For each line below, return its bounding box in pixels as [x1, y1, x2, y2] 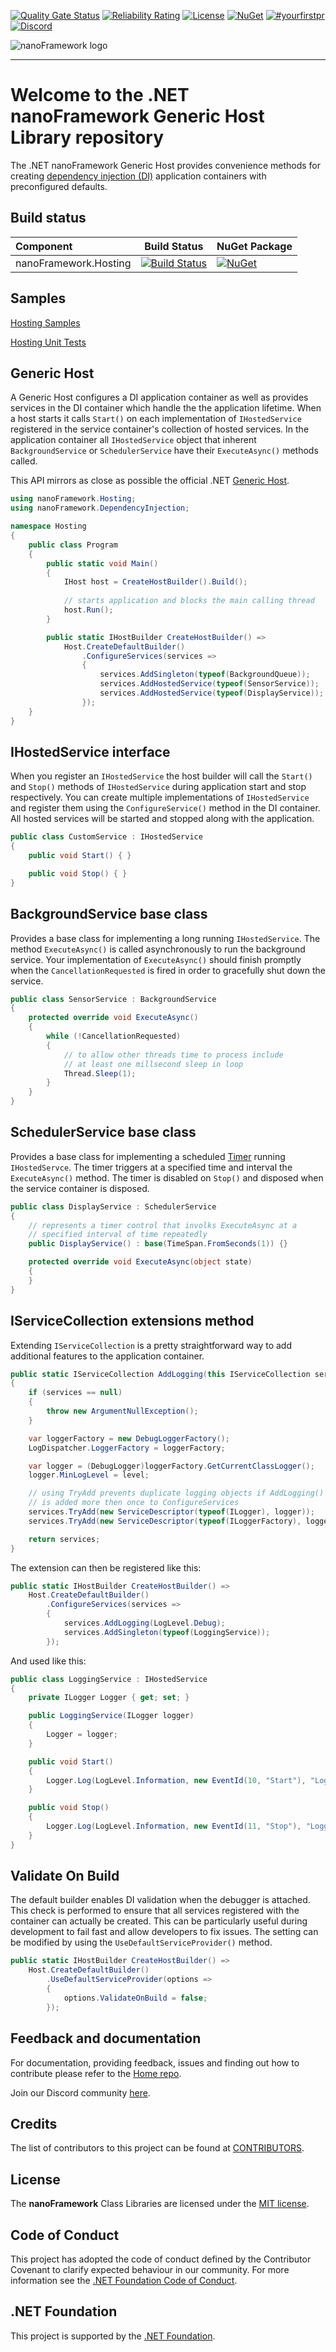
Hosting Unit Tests [10, 336, 87, 348]
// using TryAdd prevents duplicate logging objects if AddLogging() [28, 1488, 325, 1499]
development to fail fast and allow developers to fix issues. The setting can [10, 1926, 319, 1938]
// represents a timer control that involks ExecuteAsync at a [28, 1220, 298, 1230]
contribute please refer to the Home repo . [10, 2067, 182, 2079]
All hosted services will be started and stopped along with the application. [10, 813, 315, 825]
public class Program [28, 540, 118, 550]
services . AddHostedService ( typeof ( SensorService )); [99, 679, 320, 689]
